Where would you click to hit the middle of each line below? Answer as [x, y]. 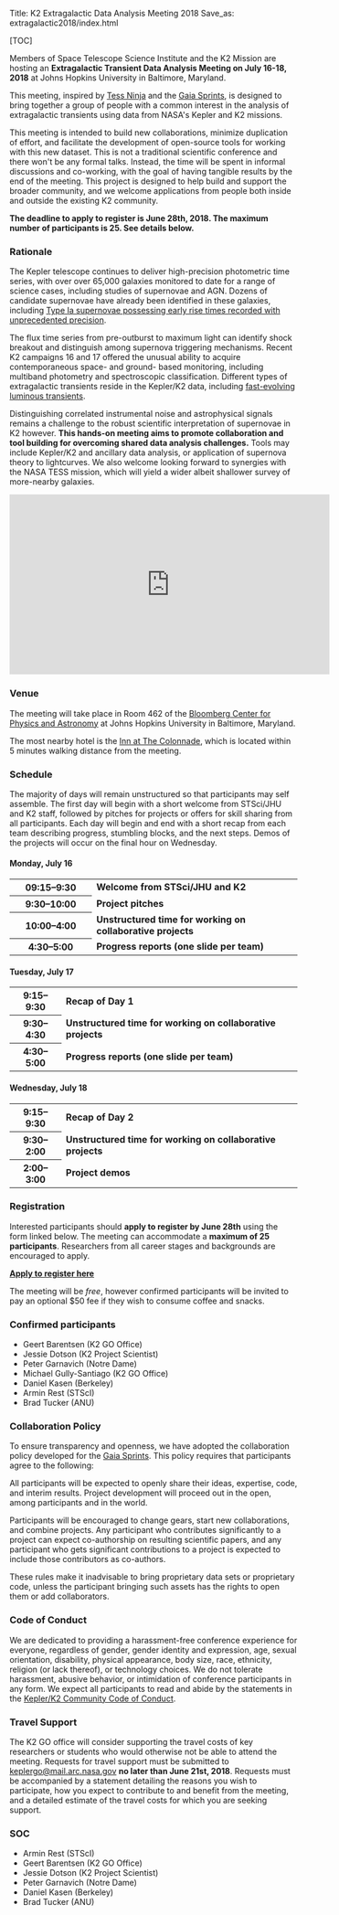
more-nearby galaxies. [52, 482]
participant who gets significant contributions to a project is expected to [145, 1549]
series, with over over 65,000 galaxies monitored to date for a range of [143, 282]
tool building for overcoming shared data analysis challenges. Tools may [150, 443]
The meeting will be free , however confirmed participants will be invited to [149, 1291]
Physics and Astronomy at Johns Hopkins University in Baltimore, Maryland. [153, 723]
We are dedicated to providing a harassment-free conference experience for [154, 1640]
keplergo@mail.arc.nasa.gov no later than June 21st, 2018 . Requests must [150, 1771]
